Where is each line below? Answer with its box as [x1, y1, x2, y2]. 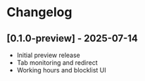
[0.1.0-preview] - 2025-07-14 [6, 32, 139, 44]
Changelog [6, 4, 72, 20]
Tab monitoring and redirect [16, 58, 98, 67]
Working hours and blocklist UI [16, 66, 106, 74]
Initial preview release [16, 51, 80, 59]
